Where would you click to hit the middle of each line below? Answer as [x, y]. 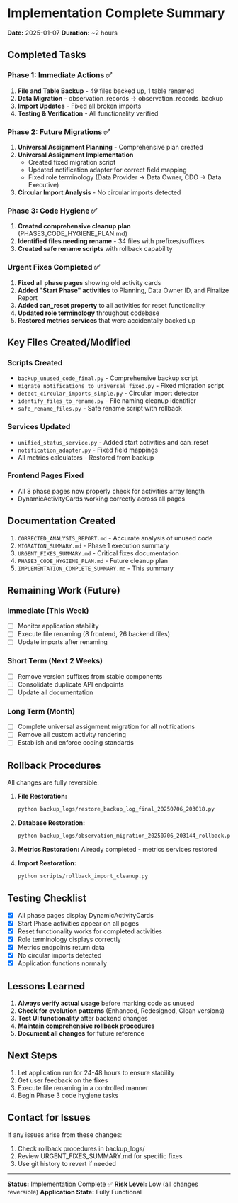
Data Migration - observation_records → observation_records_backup [120, 98]
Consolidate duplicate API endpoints [70, 684]
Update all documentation [55, 692]
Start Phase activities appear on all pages [78, 923]
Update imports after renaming [62, 642]
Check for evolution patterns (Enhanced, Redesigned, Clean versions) [121, 1010]
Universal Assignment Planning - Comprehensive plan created [110, 147]
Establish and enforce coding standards [76, 743]
